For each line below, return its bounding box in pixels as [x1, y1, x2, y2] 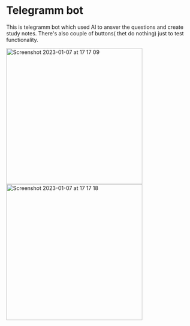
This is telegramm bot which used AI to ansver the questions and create [6, 23, 184, 31]
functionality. [6, 36, 39, 43]
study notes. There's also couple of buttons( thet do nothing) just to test [6, 29, 184, 37]
